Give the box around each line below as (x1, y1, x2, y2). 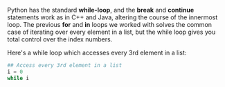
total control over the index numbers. (7, 35, 113, 43)
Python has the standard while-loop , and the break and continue (7, 6, 195, 14)
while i (7, 75, 30, 81)
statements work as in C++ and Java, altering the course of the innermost (7, 13, 218, 21)
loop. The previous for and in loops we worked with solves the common (7, 21, 213, 28)
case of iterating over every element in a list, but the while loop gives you (7, 28, 216, 36)
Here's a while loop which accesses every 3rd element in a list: (7, 48, 187, 57)
